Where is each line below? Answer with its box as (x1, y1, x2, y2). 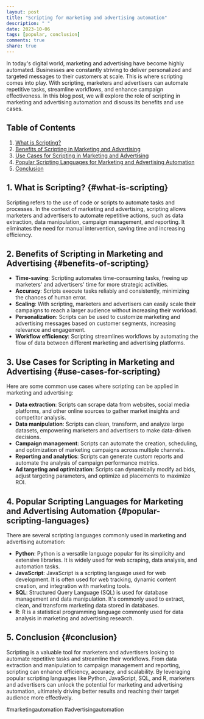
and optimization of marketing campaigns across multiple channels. (15, 446, 185, 454)
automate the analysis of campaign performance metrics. (15, 459, 160, 467)
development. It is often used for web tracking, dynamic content (15, 576, 177, 583)
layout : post (6, 9, 40, 15)
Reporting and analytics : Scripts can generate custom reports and (15, 453, 183, 460)
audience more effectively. (6, 693, 73, 701)
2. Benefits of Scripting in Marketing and (6, 248, 163, 259)
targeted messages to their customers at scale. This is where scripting (6, 73, 183, 80)
